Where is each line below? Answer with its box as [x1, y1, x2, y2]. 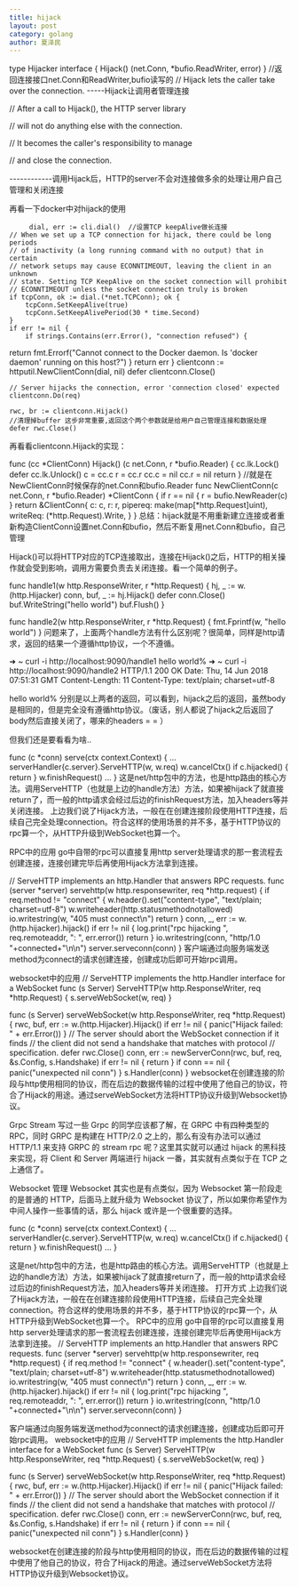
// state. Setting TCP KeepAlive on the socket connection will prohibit [9, 278, 288, 286]
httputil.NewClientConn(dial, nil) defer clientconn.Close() [9, 367, 216, 377]
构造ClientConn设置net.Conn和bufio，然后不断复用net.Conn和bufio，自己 [16, 521, 286, 532]
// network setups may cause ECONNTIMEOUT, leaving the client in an [9, 262, 272, 271]
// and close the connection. [9, 155, 113, 165]
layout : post [9, 21, 58, 30]
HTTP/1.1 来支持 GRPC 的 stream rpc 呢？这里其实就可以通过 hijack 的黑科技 [9, 1142, 286, 1153]
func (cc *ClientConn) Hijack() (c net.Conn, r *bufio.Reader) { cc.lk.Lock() [9, 459, 279, 470]
